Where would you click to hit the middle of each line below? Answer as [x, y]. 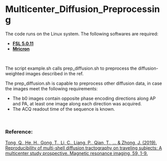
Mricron [21, 49]
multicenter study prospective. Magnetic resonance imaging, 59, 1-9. [77, 153]
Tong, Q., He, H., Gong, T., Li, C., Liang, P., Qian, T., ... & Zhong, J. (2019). [81, 143]
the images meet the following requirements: [52, 88]
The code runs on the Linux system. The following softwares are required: [82, 34]
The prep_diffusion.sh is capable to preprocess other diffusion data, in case [84, 83]
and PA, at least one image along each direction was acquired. [77, 103]
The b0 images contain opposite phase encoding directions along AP [84, 98]
